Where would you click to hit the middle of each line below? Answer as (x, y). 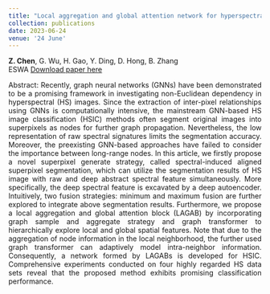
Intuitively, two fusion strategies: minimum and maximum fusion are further (135, 196)
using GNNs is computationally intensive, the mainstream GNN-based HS (135, 111)
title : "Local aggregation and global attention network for (113, 16)
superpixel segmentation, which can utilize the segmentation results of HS (135, 170)
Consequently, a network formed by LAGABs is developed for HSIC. (135, 256)
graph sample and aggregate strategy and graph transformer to (135, 222)
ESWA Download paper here (55, 70)
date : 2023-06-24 (37, 31)
